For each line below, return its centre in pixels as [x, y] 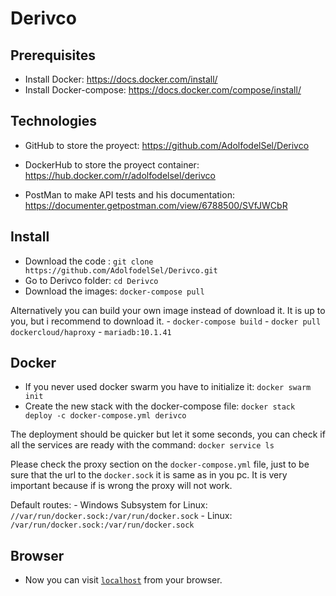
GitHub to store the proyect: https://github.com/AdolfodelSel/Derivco [167, 145]
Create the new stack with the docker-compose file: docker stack [160, 406]
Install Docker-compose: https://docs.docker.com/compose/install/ [163, 90]
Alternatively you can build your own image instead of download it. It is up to [168, 310]
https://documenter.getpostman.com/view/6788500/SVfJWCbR [156, 205]
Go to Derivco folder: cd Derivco [91, 280]
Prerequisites [53, 55]
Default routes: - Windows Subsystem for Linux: [109, 505]
